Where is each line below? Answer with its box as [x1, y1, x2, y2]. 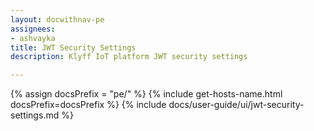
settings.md [10, 109, 60, 121]
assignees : [10, 24, 56, 34]
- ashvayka [10, 33, 56, 43]
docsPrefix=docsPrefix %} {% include [10, 99, 167, 111]
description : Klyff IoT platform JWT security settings [10, 52, 248, 62]
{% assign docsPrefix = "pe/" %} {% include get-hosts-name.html [10, 88, 283, 100]
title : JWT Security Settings [10, 42, 137, 53]
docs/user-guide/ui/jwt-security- [168, 99, 305, 111]
